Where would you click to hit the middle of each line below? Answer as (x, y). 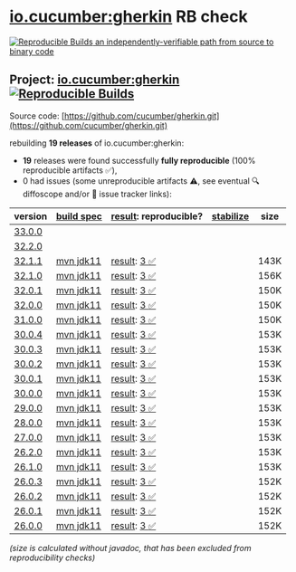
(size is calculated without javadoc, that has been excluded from (130, 548)
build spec (79, 216)
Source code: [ (37, 116)
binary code (32, 51)
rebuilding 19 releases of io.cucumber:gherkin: (97, 143)
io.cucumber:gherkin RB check (129, 17)
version (31, 216)
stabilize (230, 216)
